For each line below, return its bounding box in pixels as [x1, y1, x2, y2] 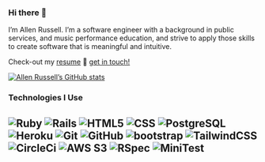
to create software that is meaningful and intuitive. [8, 42, 172, 51]
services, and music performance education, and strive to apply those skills [8, 33, 256, 43]
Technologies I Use [8, 92, 83, 104]
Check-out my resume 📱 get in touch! [8, 57, 131, 66]
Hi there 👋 [8, 7, 47, 18]
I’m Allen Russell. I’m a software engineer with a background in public [8, 25, 235, 35]
